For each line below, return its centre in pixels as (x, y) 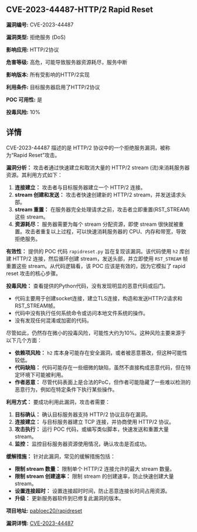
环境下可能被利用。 (43, 374)
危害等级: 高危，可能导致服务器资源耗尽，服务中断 (67, 62)
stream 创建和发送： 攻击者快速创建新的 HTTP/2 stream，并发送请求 (98, 195)
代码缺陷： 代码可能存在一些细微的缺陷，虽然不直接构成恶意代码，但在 (100, 367)
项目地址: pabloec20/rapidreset (44, 510)
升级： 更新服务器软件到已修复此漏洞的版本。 (69, 498)
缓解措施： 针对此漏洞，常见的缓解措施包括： (61, 456)
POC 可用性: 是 (24, 99)
